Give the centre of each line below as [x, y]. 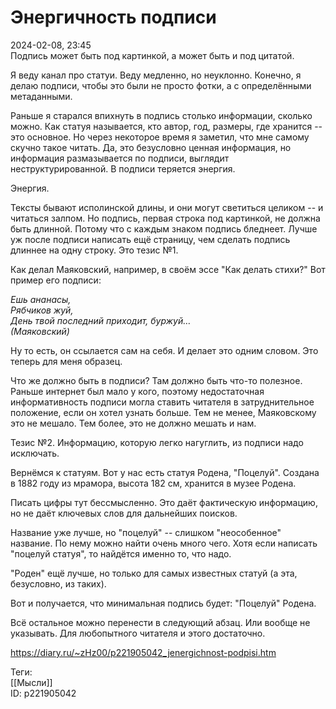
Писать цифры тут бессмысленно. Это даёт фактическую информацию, [164, 502]
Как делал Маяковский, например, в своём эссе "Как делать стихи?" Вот [168, 269]
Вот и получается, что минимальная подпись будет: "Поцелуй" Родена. [163, 603]
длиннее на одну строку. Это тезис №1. [94, 250]
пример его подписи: [56, 280]
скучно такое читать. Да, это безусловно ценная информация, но [151, 147]
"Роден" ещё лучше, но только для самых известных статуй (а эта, [154, 573]
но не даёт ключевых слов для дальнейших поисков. [124, 513]
